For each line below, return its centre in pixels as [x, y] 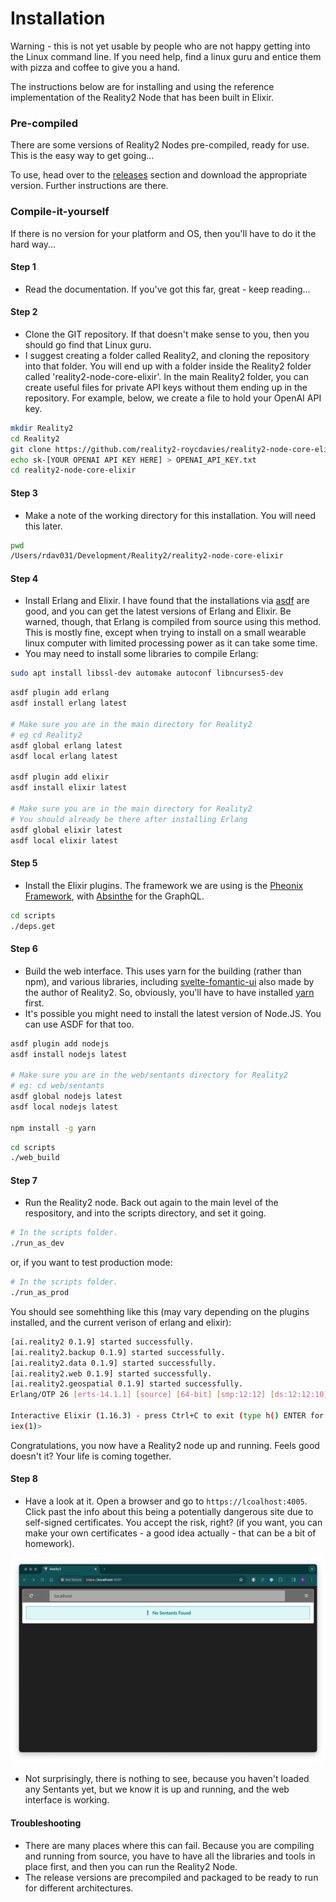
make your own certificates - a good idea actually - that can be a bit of [170, 1533]
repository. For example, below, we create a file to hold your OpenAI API [173, 398]
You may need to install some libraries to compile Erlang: [141, 654]
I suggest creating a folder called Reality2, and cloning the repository [167, 355]
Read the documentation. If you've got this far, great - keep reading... [167, 289]
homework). [49, 1544]
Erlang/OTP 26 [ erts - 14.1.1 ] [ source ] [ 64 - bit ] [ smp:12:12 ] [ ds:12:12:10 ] [169, 1395]
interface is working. [67, 1800]
